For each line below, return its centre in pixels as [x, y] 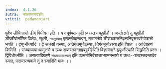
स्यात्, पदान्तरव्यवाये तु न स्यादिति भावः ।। [38, 61]
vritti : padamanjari [28, 19]
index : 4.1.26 [21, 10]
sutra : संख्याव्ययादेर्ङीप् [24, 14]
